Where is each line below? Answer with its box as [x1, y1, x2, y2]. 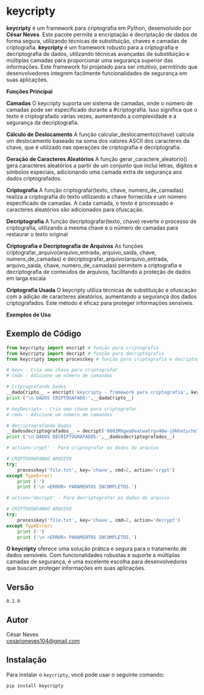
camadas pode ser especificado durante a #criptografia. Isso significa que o [6, 106, 197, 113]
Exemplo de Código [6, 329, 82, 339]
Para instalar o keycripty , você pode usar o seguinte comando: [6, 671, 165, 678]
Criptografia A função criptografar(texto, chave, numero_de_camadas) [6, 187, 184, 194]
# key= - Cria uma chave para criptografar [6, 367, 118, 373]
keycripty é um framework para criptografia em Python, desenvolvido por [6, 24, 192, 32]
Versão [6, 582, 35, 592]
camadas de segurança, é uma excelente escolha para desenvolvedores [6, 558, 188, 566]
